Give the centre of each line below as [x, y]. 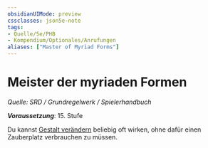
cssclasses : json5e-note [44, 21]
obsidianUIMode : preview [44, 14]
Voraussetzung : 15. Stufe [45, 115]
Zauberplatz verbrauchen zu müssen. [62, 137]
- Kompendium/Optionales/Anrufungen [62, 41]
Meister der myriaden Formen [97, 82]
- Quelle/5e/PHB [31, 34]
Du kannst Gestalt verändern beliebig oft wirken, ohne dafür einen [104, 129]
